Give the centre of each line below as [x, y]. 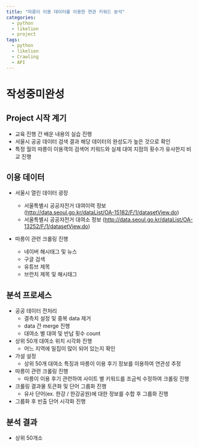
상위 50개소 [29, 437]
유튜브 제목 [37, 267]
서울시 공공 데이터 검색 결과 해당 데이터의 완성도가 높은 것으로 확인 [93, 141]
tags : [13, 40]
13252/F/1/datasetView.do [56, 226]
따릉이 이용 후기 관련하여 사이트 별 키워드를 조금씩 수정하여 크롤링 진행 [106, 379]
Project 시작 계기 [36, 118]
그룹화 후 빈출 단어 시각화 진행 [50, 401]
